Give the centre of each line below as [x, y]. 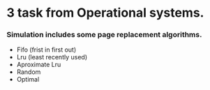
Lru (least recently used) [52, 57]
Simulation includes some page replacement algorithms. [104, 35]
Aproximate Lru [39, 65]
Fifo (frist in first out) [46, 50]
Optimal [28, 80]
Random [29, 72]
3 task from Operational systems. [105, 13]
